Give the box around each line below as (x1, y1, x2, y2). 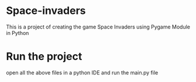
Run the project (6, 50, 82, 63)
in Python (6, 29, 29, 36)
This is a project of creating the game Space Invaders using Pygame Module (6, 23, 190, 30)
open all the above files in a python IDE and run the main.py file (6, 69, 159, 76)
